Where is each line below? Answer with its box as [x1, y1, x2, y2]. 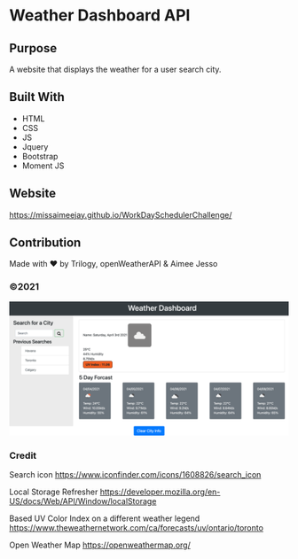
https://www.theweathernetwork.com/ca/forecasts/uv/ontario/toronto [9, 523, 264, 533]
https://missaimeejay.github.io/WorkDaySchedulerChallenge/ [9, 209, 232, 220]
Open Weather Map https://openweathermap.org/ [9, 540, 191, 550]
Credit [9, 449, 37, 462]
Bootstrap [21, 151, 59, 161]
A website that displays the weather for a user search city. [9, 64, 222, 74]
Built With [9, 89, 65, 105]
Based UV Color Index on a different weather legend [9, 513, 200, 524]
